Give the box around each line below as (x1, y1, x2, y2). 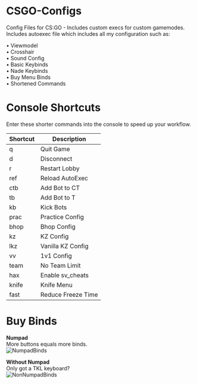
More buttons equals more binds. (6, 340, 87, 348)
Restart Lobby (40, 164, 80, 173)
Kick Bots (40, 203, 67, 211)
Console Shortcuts (6, 101, 101, 115)
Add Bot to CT (40, 183, 80, 192)
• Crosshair (6, 48, 35, 55)
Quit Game (40, 145, 70, 153)
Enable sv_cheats (40, 271, 89, 279)
